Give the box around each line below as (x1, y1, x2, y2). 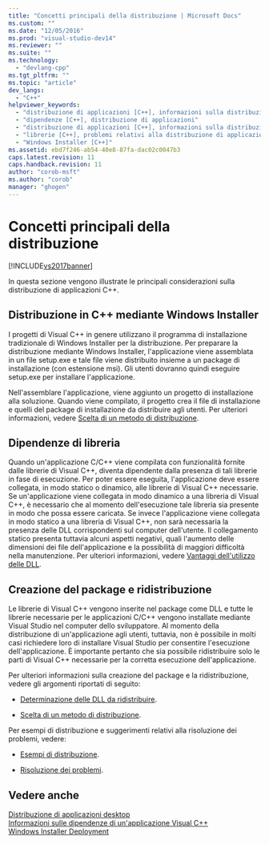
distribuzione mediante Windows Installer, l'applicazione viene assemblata (8, 346, 254, 356)
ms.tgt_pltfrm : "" (8, 71, 70, 79)
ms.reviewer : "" (8, 42, 62, 50)
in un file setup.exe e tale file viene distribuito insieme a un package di (8, 355, 240, 364)
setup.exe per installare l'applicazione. (8, 372, 135, 381)
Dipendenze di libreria (8, 436, 121, 449)
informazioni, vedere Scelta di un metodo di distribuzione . (8, 413, 199, 423)
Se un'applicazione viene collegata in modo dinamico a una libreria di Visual (8, 492, 259, 501)
